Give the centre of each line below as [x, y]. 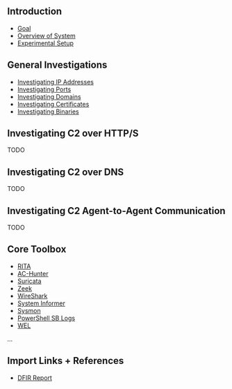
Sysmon [29, 310]
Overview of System [46, 36]
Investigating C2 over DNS [66, 172]
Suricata [29, 281]
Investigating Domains [49, 96]
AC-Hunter [33, 273]
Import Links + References [66, 361]
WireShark [32, 296]
